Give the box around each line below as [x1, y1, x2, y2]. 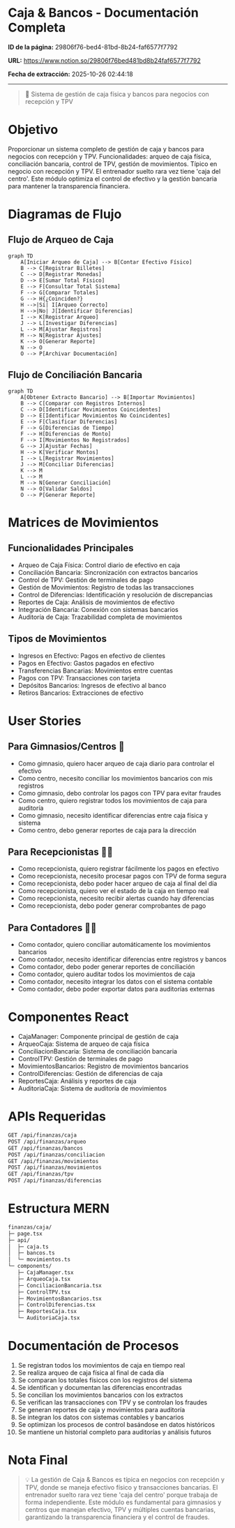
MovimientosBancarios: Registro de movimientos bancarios [17, 1062, 189, 1070]
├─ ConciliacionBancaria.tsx [17, 1282, 102, 1289]
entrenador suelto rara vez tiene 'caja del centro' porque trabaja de [24, 1490, 218, 1499]
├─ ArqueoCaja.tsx [17, 1275, 71, 1282]
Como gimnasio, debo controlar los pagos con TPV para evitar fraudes [17, 788, 222, 797]
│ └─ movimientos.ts [8, 1256, 71, 1264]
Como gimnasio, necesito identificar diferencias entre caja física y [17, 811, 209, 819]
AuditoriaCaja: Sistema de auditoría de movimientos [17, 1084, 167, 1093]
